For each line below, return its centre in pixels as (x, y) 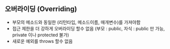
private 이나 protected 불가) (40, 35)
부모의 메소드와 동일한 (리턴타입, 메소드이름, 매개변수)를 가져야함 (76, 22)
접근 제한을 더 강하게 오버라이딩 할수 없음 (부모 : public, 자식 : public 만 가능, (88, 28)
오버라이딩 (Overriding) (41, 9)
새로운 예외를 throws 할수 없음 (42, 41)
